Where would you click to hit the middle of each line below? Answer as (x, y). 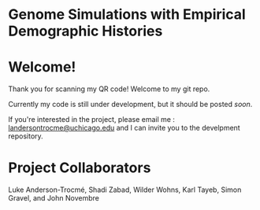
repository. (26, 136)
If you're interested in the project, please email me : (92, 120)
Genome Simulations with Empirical (127, 15)
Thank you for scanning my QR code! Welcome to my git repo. (109, 89)
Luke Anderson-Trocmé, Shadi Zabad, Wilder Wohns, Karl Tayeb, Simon (125, 190)
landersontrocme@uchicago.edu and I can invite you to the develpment (124, 128)
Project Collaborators (80, 168)
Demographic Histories (85, 31)
